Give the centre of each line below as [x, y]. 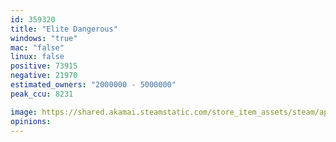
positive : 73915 [44, 66]
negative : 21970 [44, 76]
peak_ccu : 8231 [42, 94]
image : [24, 112]
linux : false [37, 57]
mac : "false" [37, 47]
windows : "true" [44, 38]
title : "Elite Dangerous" [64, 29]
